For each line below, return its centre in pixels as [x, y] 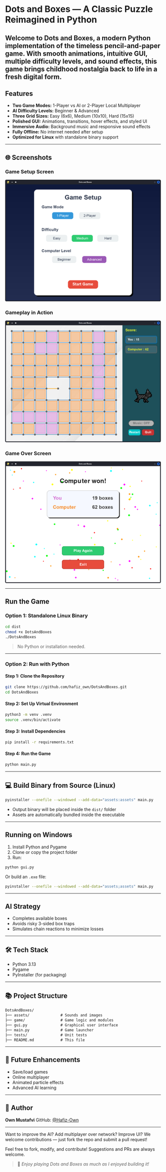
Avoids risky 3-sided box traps [43, 924]
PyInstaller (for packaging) [39, 975]
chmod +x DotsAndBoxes [28, 632]
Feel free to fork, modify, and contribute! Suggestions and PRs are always [80, 1149]
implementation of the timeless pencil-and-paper [83, 46]
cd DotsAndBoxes [22, 692]
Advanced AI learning [34, 1088]
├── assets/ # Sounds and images [54, 1015]
